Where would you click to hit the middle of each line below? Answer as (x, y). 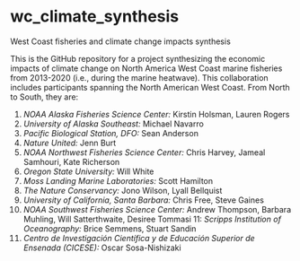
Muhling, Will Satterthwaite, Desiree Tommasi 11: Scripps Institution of (152, 219)
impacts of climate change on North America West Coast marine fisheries (146, 68)
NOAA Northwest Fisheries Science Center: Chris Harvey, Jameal (144, 152)
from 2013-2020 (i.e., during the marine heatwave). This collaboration (139, 77)
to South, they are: (44, 97)
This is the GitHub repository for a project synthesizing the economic (138, 58)
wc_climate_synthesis (95, 17)
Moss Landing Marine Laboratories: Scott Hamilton (118, 180)
